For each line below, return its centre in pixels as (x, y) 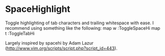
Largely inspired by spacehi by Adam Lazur (49, 43)
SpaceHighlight (38, 9)
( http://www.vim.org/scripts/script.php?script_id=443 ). (61, 48)
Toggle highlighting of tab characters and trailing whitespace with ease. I (80, 23)
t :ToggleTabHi (20, 33)
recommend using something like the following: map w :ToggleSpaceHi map (83, 28)
